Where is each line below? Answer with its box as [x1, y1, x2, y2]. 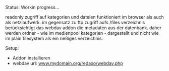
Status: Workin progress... [5, 5, 60, 10]
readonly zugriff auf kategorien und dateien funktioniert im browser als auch [5, 14, 164, 20]
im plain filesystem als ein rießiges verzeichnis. [5, 35, 103, 41]
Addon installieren [12, 55, 50, 61]
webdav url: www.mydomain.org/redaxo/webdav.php [12, 60, 124, 66]
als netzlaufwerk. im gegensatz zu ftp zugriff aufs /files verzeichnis [5, 20, 145, 25]
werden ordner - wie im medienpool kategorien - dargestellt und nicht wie [5, 30, 159, 36]
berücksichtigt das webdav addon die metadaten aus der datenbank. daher [5, 25, 162, 31]
